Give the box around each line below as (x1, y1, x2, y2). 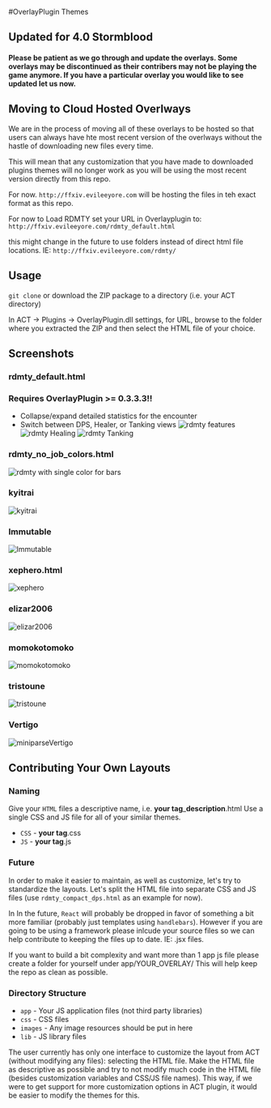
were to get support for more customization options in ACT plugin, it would (8, 1081, 257, 1091)
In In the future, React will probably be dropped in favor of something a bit (8, 908, 255, 918)
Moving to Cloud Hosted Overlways (8, 102, 192, 116)
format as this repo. (8, 198, 74, 207)
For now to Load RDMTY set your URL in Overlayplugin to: (8, 214, 202, 224)
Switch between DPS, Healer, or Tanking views (19, 420, 176, 430)
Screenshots (8, 347, 74, 360)
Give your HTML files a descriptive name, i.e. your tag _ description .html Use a (8, 804, 264, 814)
